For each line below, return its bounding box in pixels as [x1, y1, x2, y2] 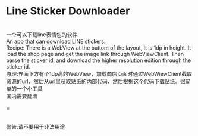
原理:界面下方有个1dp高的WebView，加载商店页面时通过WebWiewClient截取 [6, 70, 193, 77]
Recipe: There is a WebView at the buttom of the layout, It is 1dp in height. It [6, 44, 191, 51]
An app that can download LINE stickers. [6, 38, 106, 45]
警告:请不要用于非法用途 [6, 123, 65, 130]
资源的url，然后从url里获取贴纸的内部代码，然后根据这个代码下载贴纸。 [6, 78, 181, 85]
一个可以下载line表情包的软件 [6, 31, 78, 38]
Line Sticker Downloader [6, 4, 130, 18]
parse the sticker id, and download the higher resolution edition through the [6, 57, 191, 64]
